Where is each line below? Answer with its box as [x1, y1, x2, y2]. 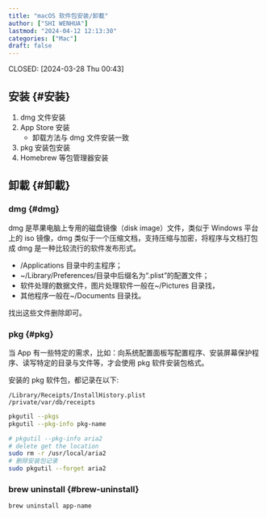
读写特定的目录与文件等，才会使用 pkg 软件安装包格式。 [22, 357, 209, 368]
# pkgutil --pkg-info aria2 [8, 434, 103, 443]
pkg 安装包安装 [19, 142, 71, 152]
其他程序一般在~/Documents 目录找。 [19, 290, 146, 300]
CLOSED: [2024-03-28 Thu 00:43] [8, 64, 124, 74]
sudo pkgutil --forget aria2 [8, 465, 106, 473]
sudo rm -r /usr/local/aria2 [8, 449, 106, 457]
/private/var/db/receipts [8, 398, 95, 406]
